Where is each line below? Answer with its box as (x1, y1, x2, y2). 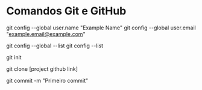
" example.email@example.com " (6, 30, 86, 37)
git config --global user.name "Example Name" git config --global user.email (6, 24, 196, 31)
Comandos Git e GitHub (6, 4, 127, 18)
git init (6, 53, 22, 61)
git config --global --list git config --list (6, 42, 104, 49)
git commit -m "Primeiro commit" (6, 77, 89, 84)
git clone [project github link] (6, 65, 78, 73)
